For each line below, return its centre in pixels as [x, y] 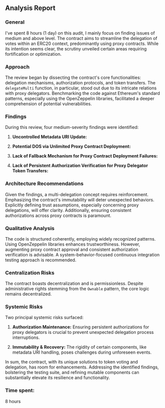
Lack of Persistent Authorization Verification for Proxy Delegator [80, 165]
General [15, 22]
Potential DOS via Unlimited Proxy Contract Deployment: [71, 146]
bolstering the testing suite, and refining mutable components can [72, 372]
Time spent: [20, 391]
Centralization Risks [30, 273]
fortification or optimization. [33, 54]
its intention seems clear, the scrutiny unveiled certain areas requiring [76, 48]
